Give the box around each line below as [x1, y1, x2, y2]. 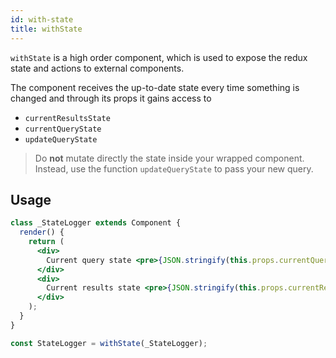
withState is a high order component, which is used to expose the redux [10, 51, 308, 63]
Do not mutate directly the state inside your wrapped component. [34, 152, 305, 164]
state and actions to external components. [10, 62, 185, 74]
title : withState [10, 24, 83, 34]
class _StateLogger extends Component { [10, 218, 182, 228]
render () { [19, 227, 65, 238]
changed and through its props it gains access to [10, 92, 212, 104]
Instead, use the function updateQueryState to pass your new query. [34, 162, 314, 175]
